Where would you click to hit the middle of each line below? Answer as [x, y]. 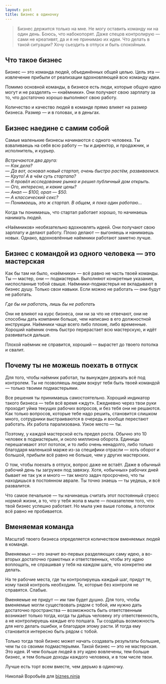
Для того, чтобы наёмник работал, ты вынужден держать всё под [75, 377]
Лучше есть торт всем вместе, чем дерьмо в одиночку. [65, 666]
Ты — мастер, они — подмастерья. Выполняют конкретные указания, [80, 278]
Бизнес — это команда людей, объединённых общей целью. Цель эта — [83, 72]
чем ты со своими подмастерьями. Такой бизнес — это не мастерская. [82, 646]
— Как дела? [19, 166]
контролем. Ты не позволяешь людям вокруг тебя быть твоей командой [83, 383]
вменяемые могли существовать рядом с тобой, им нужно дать [74, 605]
